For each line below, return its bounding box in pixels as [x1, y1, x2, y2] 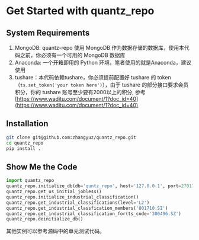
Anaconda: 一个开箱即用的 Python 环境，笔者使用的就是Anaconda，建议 [14, 59, 191, 66]
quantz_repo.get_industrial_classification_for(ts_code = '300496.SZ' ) [6, 210, 182, 217]
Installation [6, 119, 49, 129]
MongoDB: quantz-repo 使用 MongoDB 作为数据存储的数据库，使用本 [14, 44, 185, 51]
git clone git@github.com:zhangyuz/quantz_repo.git [6, 135, 136, 140]
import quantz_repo [6, 178, 54, 184]
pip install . [6, 145, 41, 152]
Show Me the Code [6, 162, 78, 172]
